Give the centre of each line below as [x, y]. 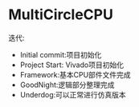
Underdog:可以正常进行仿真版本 [73, 94]
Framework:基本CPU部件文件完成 [75, 74]
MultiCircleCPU [61, 15]
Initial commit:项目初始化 [61, 54]
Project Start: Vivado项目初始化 [72, 65]
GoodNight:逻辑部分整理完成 [67, 85]
